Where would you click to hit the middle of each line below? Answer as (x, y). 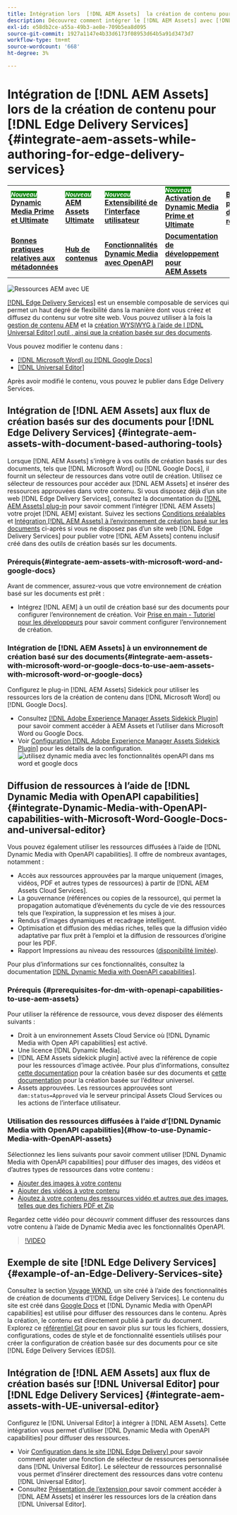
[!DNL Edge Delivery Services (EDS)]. (62, 1350)
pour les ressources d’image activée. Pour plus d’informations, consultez (123, 1065)
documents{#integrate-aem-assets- (148, 656)
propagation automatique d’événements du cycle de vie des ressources (121, 905)
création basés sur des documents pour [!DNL (111, 422)
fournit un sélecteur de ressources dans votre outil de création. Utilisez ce (115, 476)
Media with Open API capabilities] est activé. (83, 1043)
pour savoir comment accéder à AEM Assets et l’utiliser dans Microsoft (121, 726)
